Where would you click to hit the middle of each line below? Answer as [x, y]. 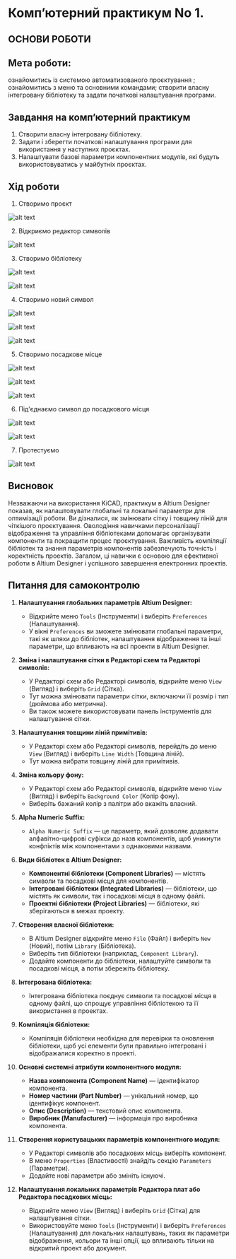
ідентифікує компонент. [65, 1103]
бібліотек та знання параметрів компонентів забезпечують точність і [112, 548]
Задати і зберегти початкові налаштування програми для [105, 142]
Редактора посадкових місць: [65, 1197]
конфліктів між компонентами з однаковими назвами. [111, 845]
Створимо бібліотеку [50, 259]
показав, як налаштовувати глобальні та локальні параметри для [107, 510]
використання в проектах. [68, 1011]
